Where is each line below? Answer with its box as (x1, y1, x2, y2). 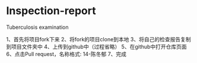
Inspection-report (6, 4, 96, 18)
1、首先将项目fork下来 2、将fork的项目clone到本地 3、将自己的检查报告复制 (6, 35, 191, 42)
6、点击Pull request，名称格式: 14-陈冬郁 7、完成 (6, 50, 126, 57)
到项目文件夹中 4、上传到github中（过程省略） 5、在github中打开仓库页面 (6, 43, 187, 50)
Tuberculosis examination (6, 24, 69, 31)
